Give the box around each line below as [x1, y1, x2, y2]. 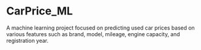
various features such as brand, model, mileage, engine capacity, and [6, 30, 180, 37]
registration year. [6, 37, 49, 44]
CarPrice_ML [6, 4, 73, 18]
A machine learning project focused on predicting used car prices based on [6, 24, 195, 31]
